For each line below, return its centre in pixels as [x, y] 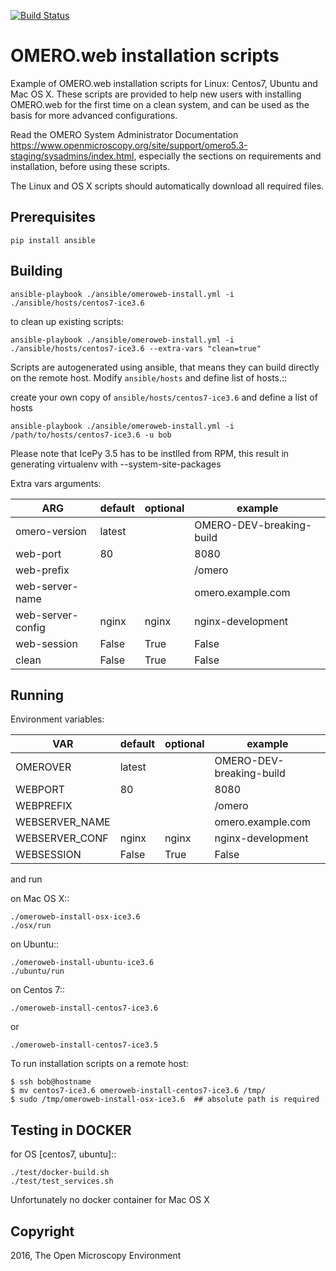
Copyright [42, 1231]
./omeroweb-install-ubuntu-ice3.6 [82, 963]
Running [37, 695]
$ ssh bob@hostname [51, 1082]
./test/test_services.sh [62, 1181]
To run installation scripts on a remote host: [99, 1064]
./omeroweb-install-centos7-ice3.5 [84, 1045]
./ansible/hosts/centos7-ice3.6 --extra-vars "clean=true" [136, 348]
